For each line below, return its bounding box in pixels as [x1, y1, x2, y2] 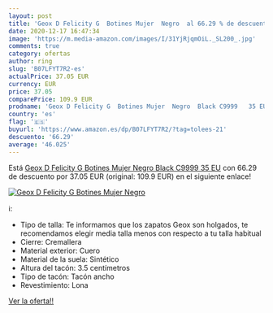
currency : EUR [8, 80, 57, 88]
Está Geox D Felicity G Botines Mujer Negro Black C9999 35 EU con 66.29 [8, 163, 258, 172]
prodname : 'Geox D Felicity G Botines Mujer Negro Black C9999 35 [8, 102, 256, 111]
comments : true [8, 42, 60, 50]
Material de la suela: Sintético [19, 254, 119, 264]
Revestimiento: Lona [19, 280, 89, 289]
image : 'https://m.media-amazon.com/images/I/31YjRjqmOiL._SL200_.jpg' [8, 34, 256, 43]
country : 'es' [8, 111, 57, 119]
